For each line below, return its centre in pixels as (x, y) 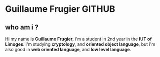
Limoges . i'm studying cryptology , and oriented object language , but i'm (80, 44)
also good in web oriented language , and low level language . (68, 49)
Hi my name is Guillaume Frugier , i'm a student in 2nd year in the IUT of (79, 39)
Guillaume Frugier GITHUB (60, 9)
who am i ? (22, 27)
